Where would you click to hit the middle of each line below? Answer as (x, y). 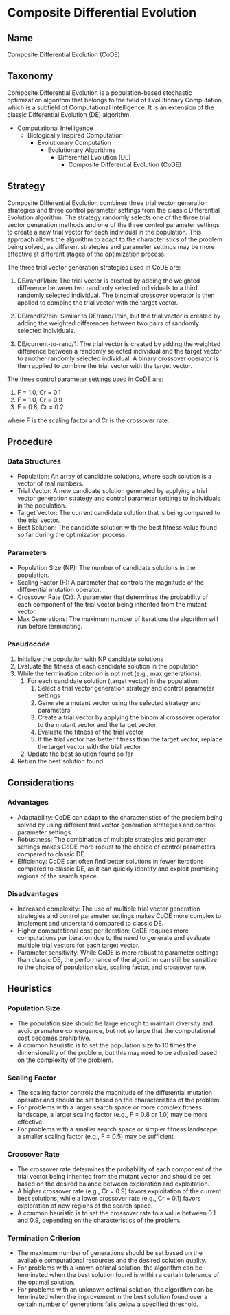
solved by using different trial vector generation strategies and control (116, 825)
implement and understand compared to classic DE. (90, 923)
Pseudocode (28, 644)
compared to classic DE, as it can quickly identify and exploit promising (118, 869)
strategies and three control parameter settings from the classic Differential (114, 210)
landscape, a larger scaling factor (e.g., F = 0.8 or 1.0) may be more (112, 1114)
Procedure (30, 442)
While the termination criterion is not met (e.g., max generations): (109, 673)
